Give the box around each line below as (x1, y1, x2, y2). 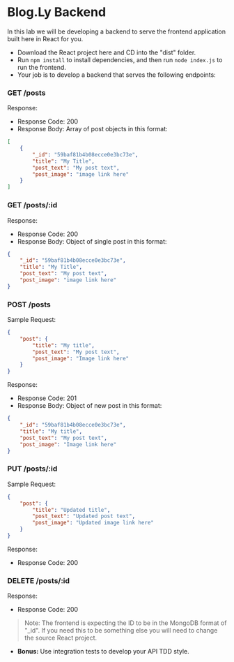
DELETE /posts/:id (7, 575, 70, 585)
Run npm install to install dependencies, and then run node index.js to (17, 55, 223, 64)
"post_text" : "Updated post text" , (32, 513, 136, 520)
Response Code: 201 (17, 394, 77, 402)
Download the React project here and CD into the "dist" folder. (17, 48, 196, 57)
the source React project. (24, 633, 97, 642)
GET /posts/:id (7, 200, 58, 210)
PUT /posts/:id (7, 464, 58, 473)
